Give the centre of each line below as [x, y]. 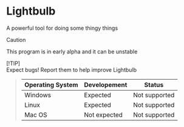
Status [154, 84]
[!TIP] [13, 63]
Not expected [104, 115]
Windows [38, 95]
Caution [16, 39]
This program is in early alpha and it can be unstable [72, 51]
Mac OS [36, 115]
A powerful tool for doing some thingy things [62, 28]
